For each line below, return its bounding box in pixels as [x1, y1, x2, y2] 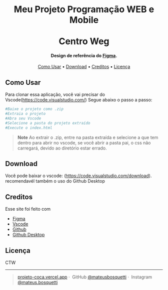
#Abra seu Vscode [5, 116, 41, 121]
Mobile [69, 15, 99, 26]
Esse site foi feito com [5, 206, 51, 212]
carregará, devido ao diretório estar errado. [17, 145, 107, 151]
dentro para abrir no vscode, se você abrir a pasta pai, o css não [17, 139, 151, 146]
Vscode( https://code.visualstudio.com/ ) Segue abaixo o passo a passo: [5, 97, 152, 103]
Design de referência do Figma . [50, 52, 117, 58]
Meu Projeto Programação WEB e [13, 4, 154, 15]
